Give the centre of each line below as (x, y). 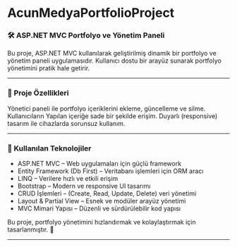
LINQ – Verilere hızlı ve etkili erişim (68, 179)
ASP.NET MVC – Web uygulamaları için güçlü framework (99, 164)
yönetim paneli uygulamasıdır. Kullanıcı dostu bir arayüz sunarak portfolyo (115, 61)
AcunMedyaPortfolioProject (91, 13)
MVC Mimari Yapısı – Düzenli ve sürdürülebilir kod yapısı (99, 208)
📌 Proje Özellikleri (38, 93)
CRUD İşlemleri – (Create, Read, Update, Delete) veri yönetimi (107, 194)
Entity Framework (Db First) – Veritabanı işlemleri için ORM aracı (110, 171)
